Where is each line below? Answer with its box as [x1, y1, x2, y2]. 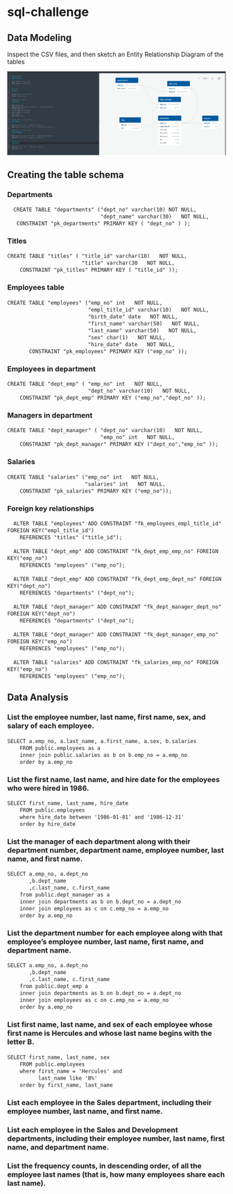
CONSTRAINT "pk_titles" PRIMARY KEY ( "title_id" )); [19, 266, 178, 274]
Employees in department [7, 364, 96, 373]
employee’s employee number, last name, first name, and [7, 937, 204, 947]
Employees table [7, 282, 64, 292]
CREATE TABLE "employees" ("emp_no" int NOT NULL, [7, 299, 163, 306]
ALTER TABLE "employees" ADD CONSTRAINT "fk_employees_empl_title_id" [13, 520, 222, 527]
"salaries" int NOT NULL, [84, 480, 166, 488]
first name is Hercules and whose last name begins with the [7, 1028, 213, 1038]
